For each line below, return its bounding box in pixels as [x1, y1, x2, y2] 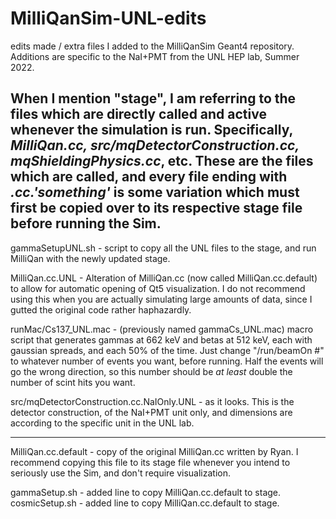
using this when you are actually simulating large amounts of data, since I [10, 293, 313, 305]
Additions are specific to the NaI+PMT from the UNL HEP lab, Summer [10, 50, 300, 62]
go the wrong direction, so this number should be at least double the [10, 365, 293, 377]
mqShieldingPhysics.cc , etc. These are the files [10, 153, 314, 170]
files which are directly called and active [10, 106, 267, 123]
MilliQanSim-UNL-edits [10, 7, 207, 30]
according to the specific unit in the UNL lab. [10, 417, 195, 429]
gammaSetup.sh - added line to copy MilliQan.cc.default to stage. [10, 486, 282, 498]
